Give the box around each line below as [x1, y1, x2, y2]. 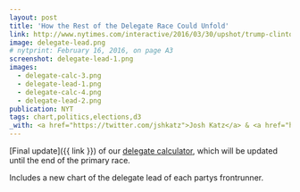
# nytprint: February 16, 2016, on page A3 [9, 46, 174, 55]
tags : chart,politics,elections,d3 [9, 113, 142, 121]
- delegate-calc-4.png [17, 88, 102, 96]
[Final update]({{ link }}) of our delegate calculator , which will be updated [9, 146, 279, 156]
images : [9, 63, 38, 72]
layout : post [9, 13, 58, 22]
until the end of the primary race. [9, 155, 131, 165]
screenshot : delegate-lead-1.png [9, 54, 134, 63]
